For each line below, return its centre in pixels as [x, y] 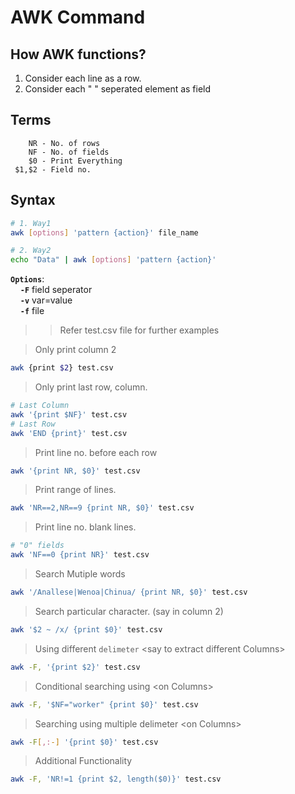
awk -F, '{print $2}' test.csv [75, 667]
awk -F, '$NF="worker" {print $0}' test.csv [104, 704]
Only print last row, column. [91, 387]
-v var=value [46, 300]
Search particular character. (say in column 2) [129, 611]
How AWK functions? [78, 54]
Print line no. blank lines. [85, 527]
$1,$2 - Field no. [53, 169]
